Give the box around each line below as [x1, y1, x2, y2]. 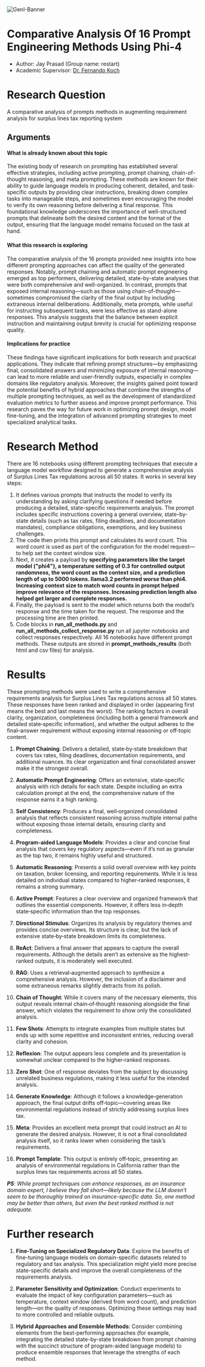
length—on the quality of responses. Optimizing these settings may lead [15, 1304, 197, 1312]
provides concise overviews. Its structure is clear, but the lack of [15, 926, 178, 933]
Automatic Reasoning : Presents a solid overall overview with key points [15, 863, 196, 871]
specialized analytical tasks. [7, 418, 78, 426]
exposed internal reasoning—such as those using [7, 287, 131, 295]
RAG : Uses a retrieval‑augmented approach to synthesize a [15, 969, 165, 976]
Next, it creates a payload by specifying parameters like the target [15, 556, 185, 563]
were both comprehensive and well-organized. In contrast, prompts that [7, 281, 187, 288]
